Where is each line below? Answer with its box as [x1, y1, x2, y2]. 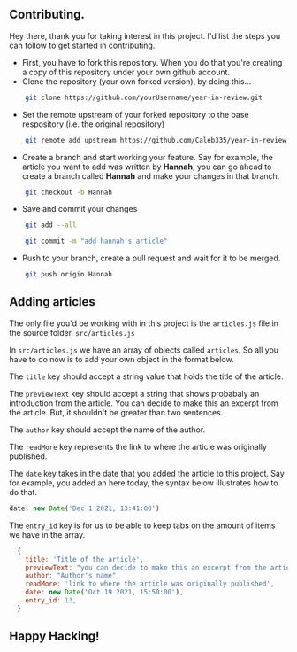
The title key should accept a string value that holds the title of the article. [9, 371, 284, 382]
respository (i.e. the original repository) [21, 119, 165, 129]
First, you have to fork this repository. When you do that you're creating [21, 57, 283, 67]
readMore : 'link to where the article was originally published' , [25, 579, 275, 588]
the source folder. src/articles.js [9, 327, 135, 338]
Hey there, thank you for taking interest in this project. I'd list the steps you [9, 30, 281, 41]
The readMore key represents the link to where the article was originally [9, 441, 268, 452]
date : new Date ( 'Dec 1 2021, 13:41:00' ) [9, 504, 161, 513]
